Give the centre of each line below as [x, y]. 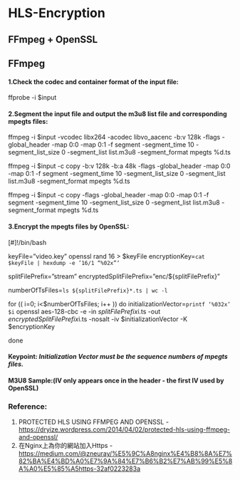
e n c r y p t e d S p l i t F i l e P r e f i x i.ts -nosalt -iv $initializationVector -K [98, 319]
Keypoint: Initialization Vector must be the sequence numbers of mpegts [118, 357]
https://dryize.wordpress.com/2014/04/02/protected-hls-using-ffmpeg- [124, 429]
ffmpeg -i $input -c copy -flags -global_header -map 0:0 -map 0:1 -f [109, 195]
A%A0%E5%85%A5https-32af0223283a [79, 469]
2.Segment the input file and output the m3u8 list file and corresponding [118, 114]
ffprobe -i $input [32, 98]
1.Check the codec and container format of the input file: [93, 82]
